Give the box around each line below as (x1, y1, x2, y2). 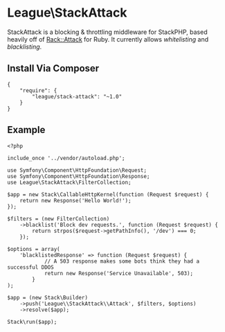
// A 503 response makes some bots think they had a (44, 258, 199, 265)
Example (7, 124, 46, 136)
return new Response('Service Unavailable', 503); (44, 270, 194, 277)
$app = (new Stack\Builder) (7, 294, 89, 301)
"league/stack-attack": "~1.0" (32, 93, 123, 100)
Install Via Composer (7, 62, 100, 74)
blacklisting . (7, 42, 42, 51)
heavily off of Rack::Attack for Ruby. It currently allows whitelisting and (7, 35, 209, 43)
